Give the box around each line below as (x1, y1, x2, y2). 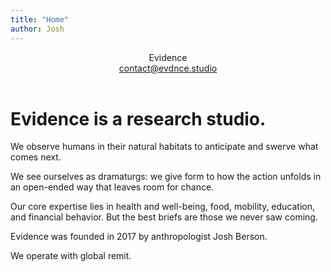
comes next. (10, 151, 62, 163)
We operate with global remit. (10, 250, 132, 262)
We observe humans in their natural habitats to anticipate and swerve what (10, 141, 319, 153)
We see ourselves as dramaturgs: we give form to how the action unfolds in (10, 171, 322, 183)
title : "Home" (10, 14, 70, 25)
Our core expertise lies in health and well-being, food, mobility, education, (10, 201, 316, 213)
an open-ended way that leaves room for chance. (10, 181, 215, 193)
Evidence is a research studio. (10, 107, 267, 130)
